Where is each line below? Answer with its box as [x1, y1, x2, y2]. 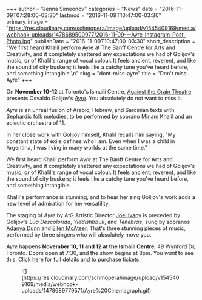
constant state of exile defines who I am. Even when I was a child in [6, 138, 175, 145]
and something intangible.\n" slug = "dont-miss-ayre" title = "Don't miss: [6, 70, 188, 77]
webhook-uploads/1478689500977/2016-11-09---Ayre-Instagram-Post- [6, 31, 186, 38]
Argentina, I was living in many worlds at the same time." [6, 144, 147, 151]
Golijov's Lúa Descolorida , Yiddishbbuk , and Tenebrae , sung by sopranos [6, 218, 190, 225]
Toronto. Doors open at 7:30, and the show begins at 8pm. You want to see [6, 249, 194, 256]
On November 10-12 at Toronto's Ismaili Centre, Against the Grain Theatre [6, 88, 192, 95]
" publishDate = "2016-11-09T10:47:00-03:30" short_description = [30, 38, 196, 44]
